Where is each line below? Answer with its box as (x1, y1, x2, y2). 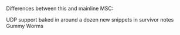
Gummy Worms (6, 23, 44, 29)
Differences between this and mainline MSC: (6, 5, 114, 12)
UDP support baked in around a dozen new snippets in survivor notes (6, 16, 174, 23)
